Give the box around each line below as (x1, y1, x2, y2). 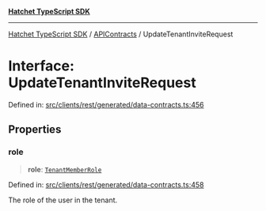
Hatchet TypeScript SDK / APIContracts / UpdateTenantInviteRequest (8, 29, 234, 39)
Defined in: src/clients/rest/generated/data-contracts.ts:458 (8, 179, 204, 189)
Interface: (8, 57, 75, 75)
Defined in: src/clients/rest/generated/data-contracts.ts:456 (8, 100, 204, 109)
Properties (8, 122, 62, 137)
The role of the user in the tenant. (8, 195, 118, 205)
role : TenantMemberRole (27, 164, 102, 174)
